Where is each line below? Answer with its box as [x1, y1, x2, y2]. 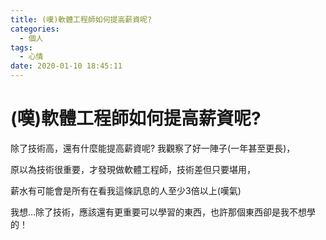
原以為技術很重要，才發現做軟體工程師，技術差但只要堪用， [10, 163, 256, 175]
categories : [10, 24, 60, 34]
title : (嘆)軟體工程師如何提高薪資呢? [10, 14, 153, 25]
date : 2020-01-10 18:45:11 [10, 61, 123, 71]
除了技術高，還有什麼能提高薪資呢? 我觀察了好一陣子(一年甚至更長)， [10, 142, 296, 154]
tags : [10, 42, 33, 53]
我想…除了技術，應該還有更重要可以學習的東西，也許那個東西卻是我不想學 [10, 206, 317, 218]
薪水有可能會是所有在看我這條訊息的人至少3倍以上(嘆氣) [10, 184, 242, 196]
